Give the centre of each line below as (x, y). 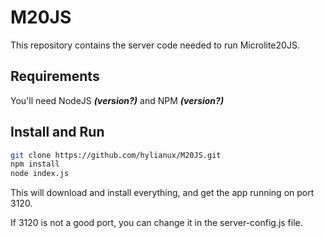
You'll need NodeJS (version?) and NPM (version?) (117, 100)
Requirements (55, 76)
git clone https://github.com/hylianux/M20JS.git (116, 155)
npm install (35, 164)
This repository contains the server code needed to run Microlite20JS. (155, 45)
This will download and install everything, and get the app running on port (162, 193)
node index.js (40, 174)
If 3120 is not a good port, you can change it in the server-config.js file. (156, 223)
